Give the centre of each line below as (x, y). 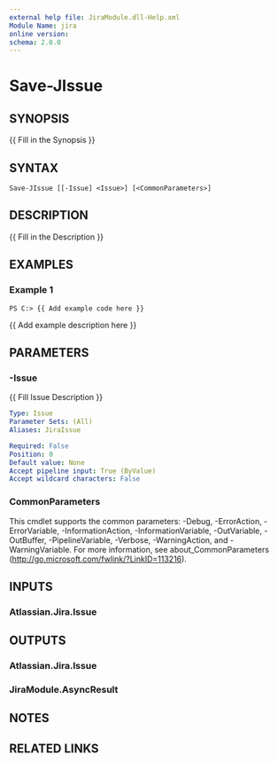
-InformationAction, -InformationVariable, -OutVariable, (162, 530)
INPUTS (31, 586)
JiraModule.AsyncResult (64, 690)
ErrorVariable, (35, 530)
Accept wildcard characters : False (75, 479)
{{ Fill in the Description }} (57, 237)
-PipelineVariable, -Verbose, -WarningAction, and (138, 540)
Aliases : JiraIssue (45, 430)
